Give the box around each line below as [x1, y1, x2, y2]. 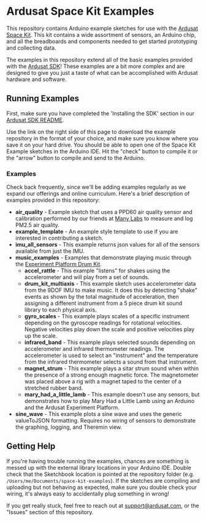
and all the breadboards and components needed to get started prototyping [6, 37, 197, 45]
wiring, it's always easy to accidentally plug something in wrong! [6, 489, 170, 497]
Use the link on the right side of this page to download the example [6, 128, 176, 136]
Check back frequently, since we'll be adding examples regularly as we [6, 183, 186, 191]
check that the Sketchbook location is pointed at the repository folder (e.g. [6, 470, 194, 478]
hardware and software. [6, 75, 67, 83]
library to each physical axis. [24, 306, 97, 313]
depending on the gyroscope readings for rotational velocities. [24, 319, 182, 326]
